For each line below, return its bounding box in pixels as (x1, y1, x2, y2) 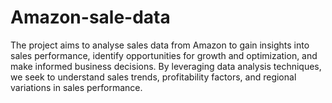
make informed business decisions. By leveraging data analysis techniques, (10, 60, 322, 72)
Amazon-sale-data (10, 6, 171, 29)
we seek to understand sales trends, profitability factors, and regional (10, 71, 297, 83)
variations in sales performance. (10, 81, 143, 93)
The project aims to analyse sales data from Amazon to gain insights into (10, 39, 310, 51)
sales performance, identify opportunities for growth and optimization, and (10, 49, 318, 61)
